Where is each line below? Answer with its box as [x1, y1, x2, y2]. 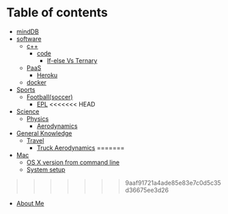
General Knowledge [16, 129, 72, 137]
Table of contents [6, 5, 109, 21]
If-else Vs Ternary [46, 56, 98, 64]
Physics [26, 114, 49, 122]
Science [16, 107, 40, 116]
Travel [26, 136, 44, 144]
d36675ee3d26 [125, 186, 169, 194]
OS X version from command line [26, 158, 120, 166]
